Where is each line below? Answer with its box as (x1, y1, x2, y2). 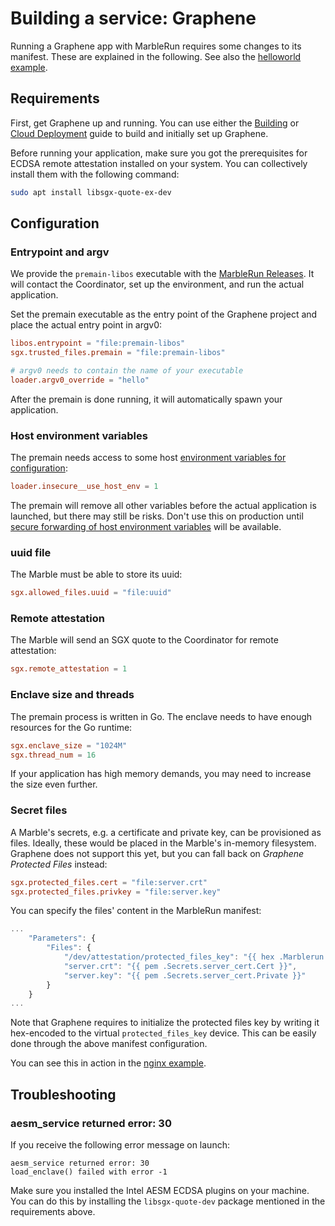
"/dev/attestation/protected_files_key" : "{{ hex (63, 952, 275, 962)
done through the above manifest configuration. (10, 1038, 208, 1050)
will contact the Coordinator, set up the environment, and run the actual (10, 278, 305, 291)
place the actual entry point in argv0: (10, 319, 163, 331)
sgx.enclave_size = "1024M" (10, 740, 128, 751)
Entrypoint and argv (10, 245, 110, 259)
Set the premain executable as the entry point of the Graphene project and (10, 308, 318, 321)
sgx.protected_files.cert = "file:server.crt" (10, 877, 208, 887)
